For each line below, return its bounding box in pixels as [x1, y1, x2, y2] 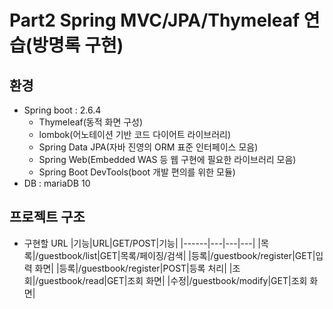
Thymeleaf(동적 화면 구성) [38, 116, 144, 128]
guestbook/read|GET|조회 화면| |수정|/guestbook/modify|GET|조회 [38, 274, 308, 286]
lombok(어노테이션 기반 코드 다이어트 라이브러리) [38, 129, 232, 140]
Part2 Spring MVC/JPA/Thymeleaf [9, 9, 301, 32]
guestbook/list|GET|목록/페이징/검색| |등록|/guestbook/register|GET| [38, 249, 316, 261]
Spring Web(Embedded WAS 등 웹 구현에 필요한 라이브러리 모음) [38, 154, 297, 165]
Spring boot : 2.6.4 [23, 104, 102, 116]
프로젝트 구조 [9, 209, 86, 226]
